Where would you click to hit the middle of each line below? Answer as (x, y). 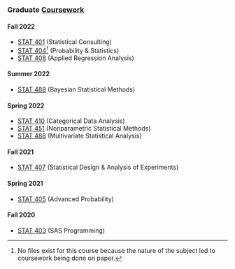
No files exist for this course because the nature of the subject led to (116, 250)
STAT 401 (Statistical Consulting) (64, 42)
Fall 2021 (21, 152)
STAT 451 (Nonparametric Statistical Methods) (84, 129)
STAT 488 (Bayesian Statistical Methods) (76, 89)
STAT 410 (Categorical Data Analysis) (71, 121)
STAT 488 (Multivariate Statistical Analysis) (79, 136)
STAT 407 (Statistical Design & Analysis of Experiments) (98, 167)
